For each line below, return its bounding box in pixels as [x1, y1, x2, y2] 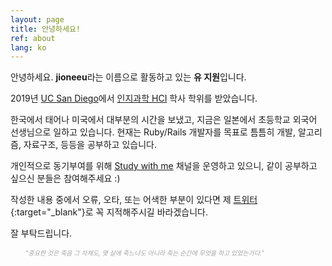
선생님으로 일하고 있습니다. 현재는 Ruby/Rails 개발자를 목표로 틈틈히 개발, [10, 126, 297, 138]
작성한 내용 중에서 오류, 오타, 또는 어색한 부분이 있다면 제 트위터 [10, 194, 258, 206]
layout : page [10, 14, 65, 25]
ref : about [10, 33, 56, 43]
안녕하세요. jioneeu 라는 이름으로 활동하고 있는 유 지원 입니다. [10, 71, 247, 83]
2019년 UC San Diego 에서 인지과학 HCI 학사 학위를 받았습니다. [10, 92, 258, 105]
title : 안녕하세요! [10, 24, 81, 34]
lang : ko [10, 42, 47, 53]
